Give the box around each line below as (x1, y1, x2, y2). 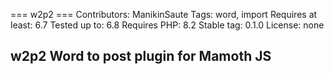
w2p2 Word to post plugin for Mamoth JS (10, 48, 272, 65)
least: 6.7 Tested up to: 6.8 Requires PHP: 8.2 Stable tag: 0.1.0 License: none (10, 19, 325, 31)
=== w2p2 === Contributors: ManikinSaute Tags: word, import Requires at (10, 9, 318, 20)
